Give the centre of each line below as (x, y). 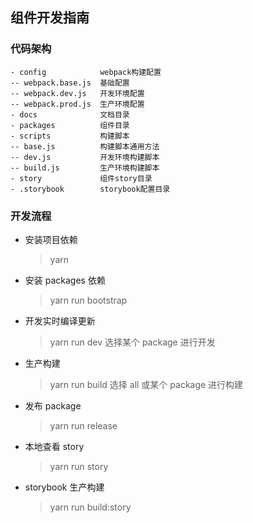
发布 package (53, 405)
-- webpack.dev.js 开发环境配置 (77, 93)
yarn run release (83, 425)
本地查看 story (54, 446)
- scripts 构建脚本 (70, 136)
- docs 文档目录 (70, 114)
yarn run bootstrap (88, 300)
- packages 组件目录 (70, 125)
